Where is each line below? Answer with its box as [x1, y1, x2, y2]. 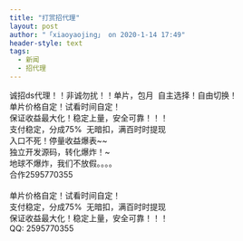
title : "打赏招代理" [9, 13, 80, 23]
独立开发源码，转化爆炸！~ [9, 146, 111, 157]
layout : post [9, 22, 59, 31]
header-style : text [9, 38, 83, 48]
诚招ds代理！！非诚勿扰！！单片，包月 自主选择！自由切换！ [9, 90, 238, 101]
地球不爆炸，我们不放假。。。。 [9, 158, 117, 169]
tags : [9, 47, 30, 56]
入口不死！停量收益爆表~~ [9, 135, 108, 146]
